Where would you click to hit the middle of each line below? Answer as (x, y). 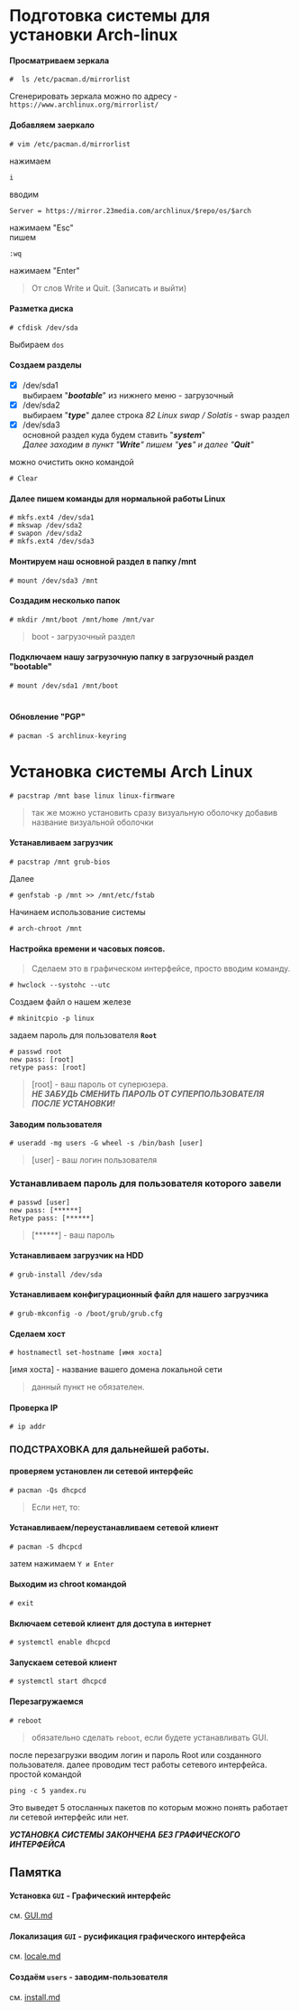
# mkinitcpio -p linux (52, 1019)
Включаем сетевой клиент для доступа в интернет (110, 1623)
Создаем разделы (46, 365)
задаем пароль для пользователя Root (83, 1035)
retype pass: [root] (48, 1068)
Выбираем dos (37, 344)
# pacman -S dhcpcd (46, 1547)
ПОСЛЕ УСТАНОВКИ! (73, 1104)
